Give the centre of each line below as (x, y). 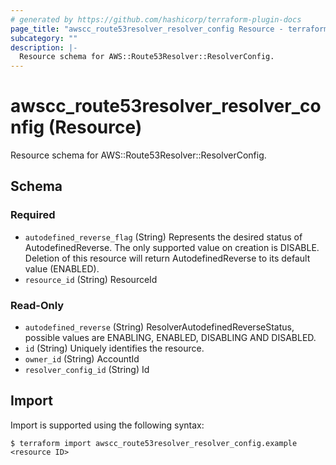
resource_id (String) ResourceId (91, 279)
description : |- (44, 47)
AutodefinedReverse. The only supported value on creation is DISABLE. (172, 247)
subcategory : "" (44, 38)
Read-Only (37, 305)
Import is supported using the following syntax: (107, 425)
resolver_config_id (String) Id (87, 370)
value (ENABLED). (62, 268)
